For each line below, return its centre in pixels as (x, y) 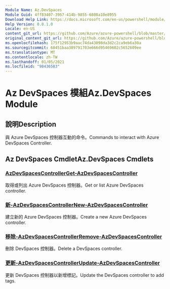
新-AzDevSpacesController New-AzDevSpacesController (77, 205)
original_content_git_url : (34, 39)
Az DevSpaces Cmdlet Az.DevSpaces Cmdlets (79, 159)
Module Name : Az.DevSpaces (34, 10)
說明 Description (31, 124)
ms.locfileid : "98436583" (32, 66)
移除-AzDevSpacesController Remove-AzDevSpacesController (84, 237)
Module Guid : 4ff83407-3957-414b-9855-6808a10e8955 (61, 15)
